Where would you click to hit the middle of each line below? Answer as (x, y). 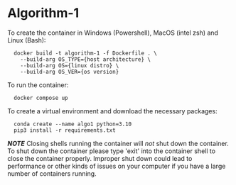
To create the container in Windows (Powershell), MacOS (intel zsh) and (113, 33)
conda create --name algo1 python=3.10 (73, 124)
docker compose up (41, 98)
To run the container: (38, 85)
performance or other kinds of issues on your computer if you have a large (117, 166)
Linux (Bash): (27, 40)
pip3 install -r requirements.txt (65, 130)
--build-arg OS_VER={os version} (70, 72)
